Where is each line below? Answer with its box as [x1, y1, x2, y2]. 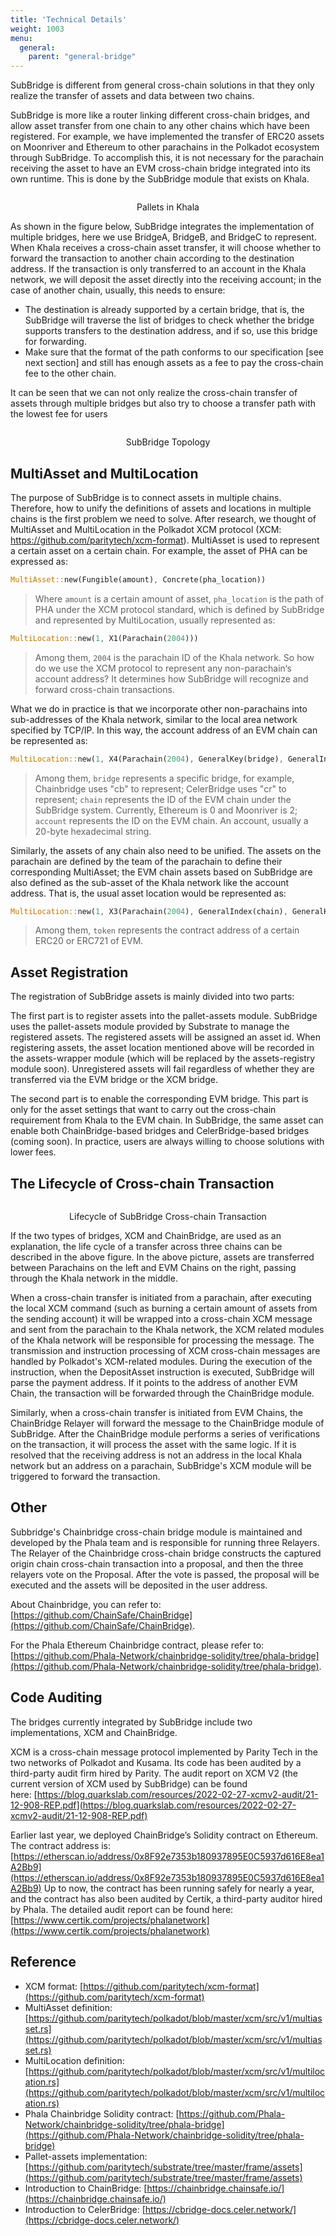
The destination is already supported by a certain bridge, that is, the [24, 304, 305, 316]
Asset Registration [10, 964, 129, 981]
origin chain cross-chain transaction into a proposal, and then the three [10, 1557, 304, 1570]
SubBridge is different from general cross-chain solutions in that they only [10, 79, 315, 91]
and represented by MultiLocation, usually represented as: [34, 614, 276, 626]
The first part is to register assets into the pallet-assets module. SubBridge [10, 1010, 318, 1022]
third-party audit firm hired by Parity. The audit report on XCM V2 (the [10, 1767, 299, 1779]
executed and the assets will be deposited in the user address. [10, 1579, 268, 1591]
